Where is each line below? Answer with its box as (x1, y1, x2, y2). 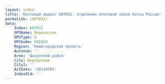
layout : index (5, 7, 35, 12)
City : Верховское (14, 58, 50, 63)
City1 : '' (14, 62, 35, 67)
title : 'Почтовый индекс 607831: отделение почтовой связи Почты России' (5, 12, 162, 17)
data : (5, 21, 16, 26)
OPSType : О (14, 35, 37, 40)
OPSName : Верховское (14, 30, 57, 35)
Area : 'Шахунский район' (14, 53, 66, 58)
